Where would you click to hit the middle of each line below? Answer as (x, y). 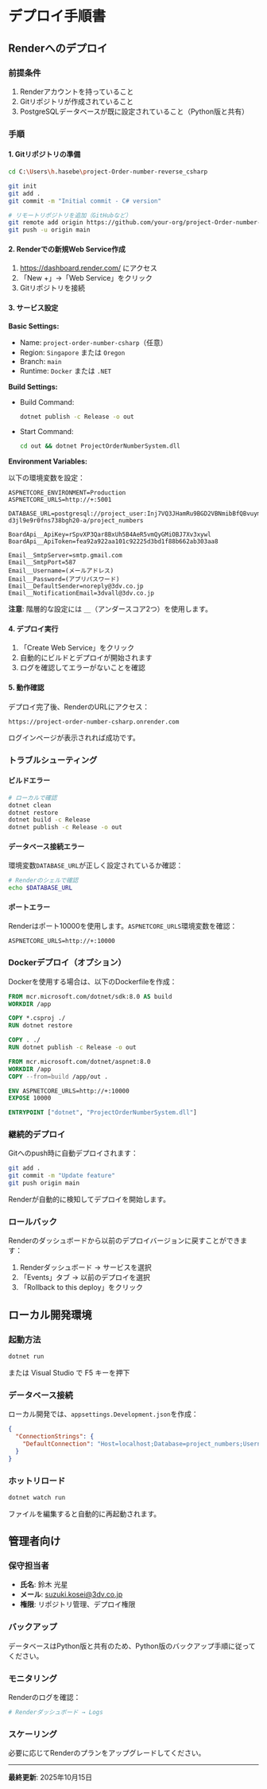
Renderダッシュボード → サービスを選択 (86, 1267)
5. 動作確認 (26, 688)
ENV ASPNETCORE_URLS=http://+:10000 (69, 1091)
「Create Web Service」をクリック (77, 648)
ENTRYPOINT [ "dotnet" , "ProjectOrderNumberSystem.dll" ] (103, 1113)
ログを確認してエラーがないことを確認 (82, 668)
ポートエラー (29, 906)
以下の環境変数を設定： (46, 478)
